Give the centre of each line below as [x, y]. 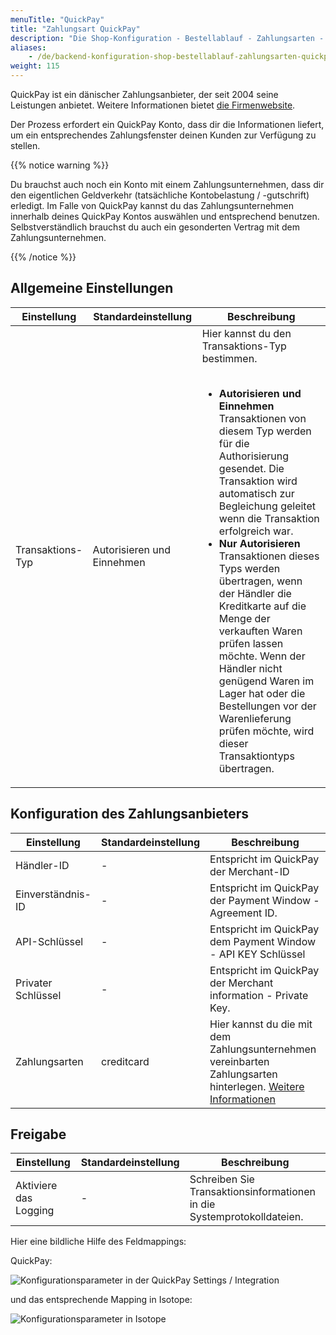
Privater [34, 983]
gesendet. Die [251, 468]
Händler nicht [250, 668]
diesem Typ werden [265, 431]
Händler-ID [42, 865]
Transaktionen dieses [269, 556]
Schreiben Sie [222, 1179]
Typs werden [249, 568]
